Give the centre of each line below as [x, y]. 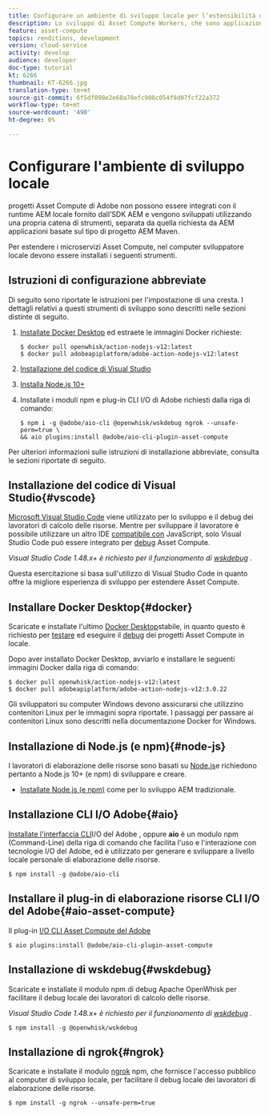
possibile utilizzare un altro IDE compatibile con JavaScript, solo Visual [125, 534]
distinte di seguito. [39, 316]
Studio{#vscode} [52, 498]
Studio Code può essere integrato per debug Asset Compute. [109, 543]
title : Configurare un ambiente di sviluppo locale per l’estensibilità [132, 16]
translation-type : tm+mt [50, 90]
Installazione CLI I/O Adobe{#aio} [93, 814]
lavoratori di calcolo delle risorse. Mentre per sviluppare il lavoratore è [124, 526]
